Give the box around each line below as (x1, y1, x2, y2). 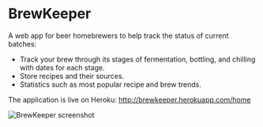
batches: (8, 39, 37, 48)
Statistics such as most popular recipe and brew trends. (19, 80, 201, 89)
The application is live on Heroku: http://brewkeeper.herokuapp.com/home (8, 95, 251, 104)
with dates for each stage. (19, 62, 105, 72)
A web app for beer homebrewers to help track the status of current (8, 31, 229, 40)
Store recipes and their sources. (19, 71, 125, 80)
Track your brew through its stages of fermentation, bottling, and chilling (19, 54, 256, 64)
